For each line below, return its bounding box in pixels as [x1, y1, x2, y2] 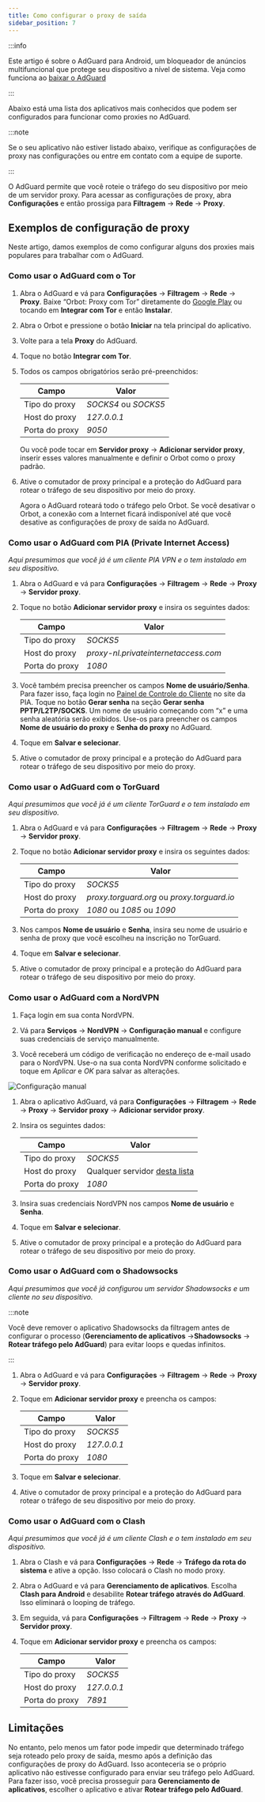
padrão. [19, 461, 46, 471]
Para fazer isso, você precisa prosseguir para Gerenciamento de [8, 1776, 220, 1785]
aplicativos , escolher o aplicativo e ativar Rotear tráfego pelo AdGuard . [8, 1785, 244, 1794]
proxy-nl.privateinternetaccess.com [86, 647, 221, 658]
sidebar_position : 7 [8, 19, 77, 27]
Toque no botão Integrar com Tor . [19, 351, 132, 361]
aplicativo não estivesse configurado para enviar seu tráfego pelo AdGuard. [8, 1767, 256, 1777]
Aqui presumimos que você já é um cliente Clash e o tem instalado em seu [8, 1534, 252, 1543]
